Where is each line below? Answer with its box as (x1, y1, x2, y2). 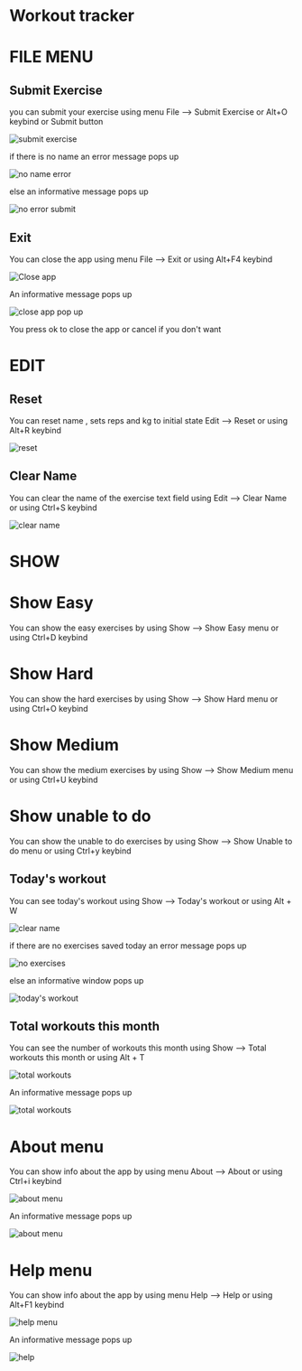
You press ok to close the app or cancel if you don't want (9, 324, 222, 334)
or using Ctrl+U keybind (9, 774, 98, 785)
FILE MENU (9, 47, 94, 68)
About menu (9, 1136, 105, 1157)
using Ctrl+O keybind (9, 703, 88, 713)
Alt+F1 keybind (9, 1300, 65, 1310)
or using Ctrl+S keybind (9, 502, 97, 513)
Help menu (9, 1260, 93, 1281)
